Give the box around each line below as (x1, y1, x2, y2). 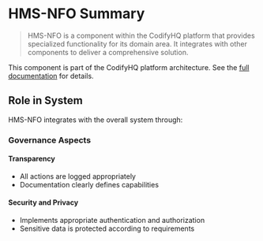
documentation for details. (8, 71, 94, 80)
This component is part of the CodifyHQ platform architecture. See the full (8, 62, 250, 72)
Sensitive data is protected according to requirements (19, 224, 195, 233)
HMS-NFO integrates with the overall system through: (8, 115, 183, 124)
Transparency (8, 154, 55, 164)
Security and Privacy (8, 198, 79, 207)
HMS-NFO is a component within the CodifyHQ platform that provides (27, 31, 255, 40)
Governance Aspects (8, 135, 92, 146)
